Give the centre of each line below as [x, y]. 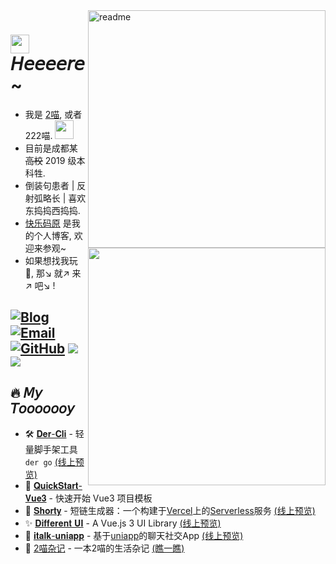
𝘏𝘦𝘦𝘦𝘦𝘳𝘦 [47, 64]
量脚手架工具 [51, 450]
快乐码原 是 [48, 223]
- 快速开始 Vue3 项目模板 [100, 498]
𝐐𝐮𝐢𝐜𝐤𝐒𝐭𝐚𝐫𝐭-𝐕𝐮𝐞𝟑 [58, 486]
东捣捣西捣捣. [52, 210]
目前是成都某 [51, 148]
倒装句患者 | [49, 185]
